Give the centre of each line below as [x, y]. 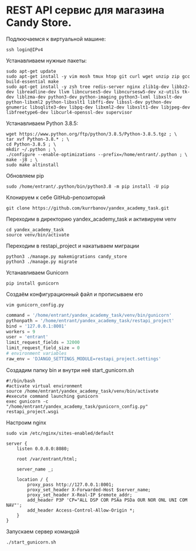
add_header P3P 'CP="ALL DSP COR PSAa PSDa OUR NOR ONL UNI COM [107, 500]
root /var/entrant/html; [47, 459]
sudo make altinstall [33, 165]
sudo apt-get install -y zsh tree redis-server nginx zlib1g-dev [87, 87]
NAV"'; [14, 505]
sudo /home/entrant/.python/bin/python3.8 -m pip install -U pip [87, 186]
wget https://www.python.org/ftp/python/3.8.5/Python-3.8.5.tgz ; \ [92, 134]
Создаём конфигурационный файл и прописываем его [75, 294]
